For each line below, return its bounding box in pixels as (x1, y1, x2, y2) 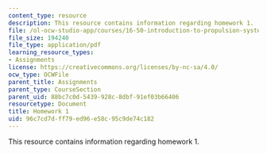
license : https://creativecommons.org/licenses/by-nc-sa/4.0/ (8, 64, 219, 71)
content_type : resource (8, 11, 87, 20)
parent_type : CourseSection (8, 85, 102, 94)
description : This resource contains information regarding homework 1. (8, 19, 254, 27)
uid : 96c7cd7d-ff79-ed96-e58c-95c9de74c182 (8, 115, 155, 123)
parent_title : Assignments (8, 78, 98, 86)
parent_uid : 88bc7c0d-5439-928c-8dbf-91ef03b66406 (8, 93, 180, 101)
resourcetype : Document (8, 100, 87, 108)
